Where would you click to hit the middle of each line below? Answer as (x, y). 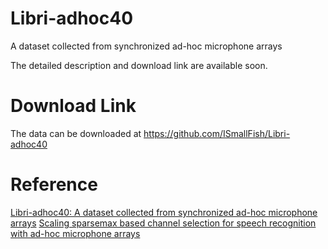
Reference (54, 184)
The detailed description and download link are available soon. (139, 65)
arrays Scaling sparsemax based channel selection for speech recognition (163, 223)
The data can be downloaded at (76, 133)
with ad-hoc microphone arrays (75, 233)
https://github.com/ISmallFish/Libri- (217, 133)
